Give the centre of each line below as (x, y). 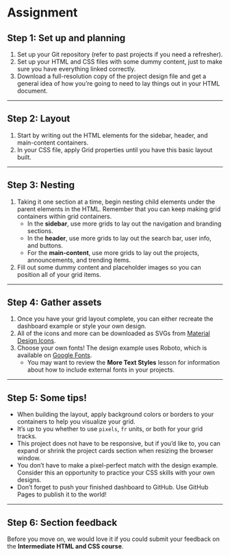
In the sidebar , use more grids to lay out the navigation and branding (124, 223)
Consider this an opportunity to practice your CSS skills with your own (116, 473)
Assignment (42, 13)
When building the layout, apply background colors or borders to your (115, 414)
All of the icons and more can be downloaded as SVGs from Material (113, 333)
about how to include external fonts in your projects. (101, 370)
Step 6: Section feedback (62, 522)
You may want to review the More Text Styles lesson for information (124, 363)
